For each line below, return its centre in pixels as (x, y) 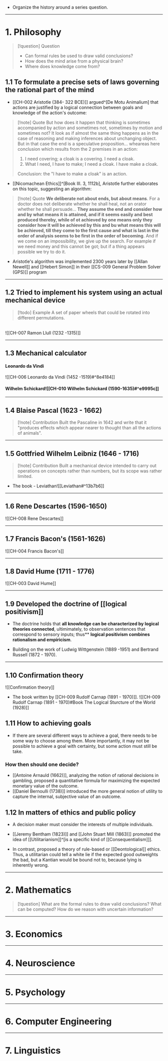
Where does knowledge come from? (62, 66)
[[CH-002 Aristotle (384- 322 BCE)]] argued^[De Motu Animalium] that (85, 102)
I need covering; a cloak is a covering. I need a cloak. (80, 159)
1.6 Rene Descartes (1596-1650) (56, 506)
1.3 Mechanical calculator (46, 353)
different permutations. (41, 318)
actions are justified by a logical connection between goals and (77, 107)
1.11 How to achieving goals (48, 723)
